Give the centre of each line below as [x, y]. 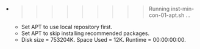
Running [159, 9]
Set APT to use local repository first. [67, 27]
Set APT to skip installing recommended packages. [85, 33]
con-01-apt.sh [166, 15]
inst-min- [182, 9]
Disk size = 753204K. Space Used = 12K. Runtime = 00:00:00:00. [103, 40]
